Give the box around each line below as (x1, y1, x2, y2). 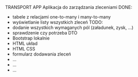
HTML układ (12, 40, 38, 46)
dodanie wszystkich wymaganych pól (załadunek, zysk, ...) (12, 24, 134, 30)
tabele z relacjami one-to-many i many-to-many (12, 14, 111, 19)
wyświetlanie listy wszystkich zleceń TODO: (12, 19, 103, 25)
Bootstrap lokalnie (12, 35, 50, 41)
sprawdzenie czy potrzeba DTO (12, 30, 78, 35)
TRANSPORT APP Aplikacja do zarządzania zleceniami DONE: (5, 4, 133, 10)
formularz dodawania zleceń (12, 51, 71, 57)
